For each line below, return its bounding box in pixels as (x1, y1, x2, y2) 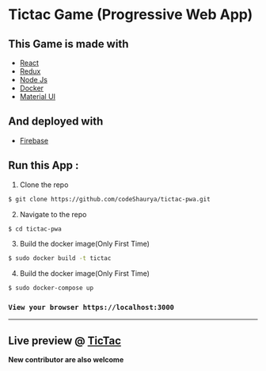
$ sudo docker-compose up (8, 284, 93, 293)
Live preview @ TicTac (8, 334, 121, 347)
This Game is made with (8, 37, 129, 51)
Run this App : (8, 159, 79, 172)
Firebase (19, 136, 49, 145)
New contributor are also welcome (8, 355, 124, 365)
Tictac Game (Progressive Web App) (8, 6, 253, 24)
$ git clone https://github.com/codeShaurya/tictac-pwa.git (8, 195, 211, 203)
